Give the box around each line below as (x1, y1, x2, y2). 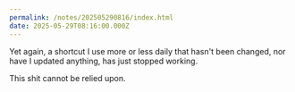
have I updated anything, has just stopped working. (9, 55, 198, 66)
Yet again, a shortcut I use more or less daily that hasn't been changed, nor (9, 46, 286, 56)
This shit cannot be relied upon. (9, 72, 126, 83)
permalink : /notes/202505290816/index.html (9, 13, 174, 22)
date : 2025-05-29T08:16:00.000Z (9, 21, 130, 30)
